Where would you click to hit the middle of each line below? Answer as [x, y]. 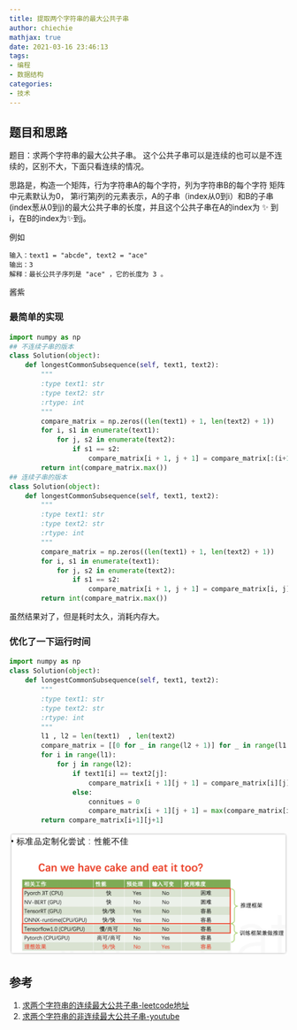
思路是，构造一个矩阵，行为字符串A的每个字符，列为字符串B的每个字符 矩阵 [147, 185]
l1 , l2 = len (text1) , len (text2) [108, 736]
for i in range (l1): [79, 755]
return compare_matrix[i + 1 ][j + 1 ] [103, 820]
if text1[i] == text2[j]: [120, 773]
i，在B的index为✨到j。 [50, 219]
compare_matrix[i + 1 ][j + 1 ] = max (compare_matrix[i [189, 811]
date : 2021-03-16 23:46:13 [59, 47]
